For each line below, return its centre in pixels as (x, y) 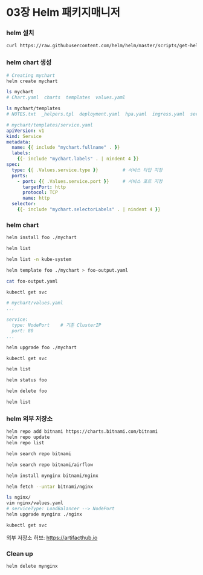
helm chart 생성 (29, 62)
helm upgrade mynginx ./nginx (44, 514)
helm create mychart (32, 81)
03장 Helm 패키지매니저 (63, 12)
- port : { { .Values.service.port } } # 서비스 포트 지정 (90, 181)
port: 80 (23, 330)
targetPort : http (44, 187)
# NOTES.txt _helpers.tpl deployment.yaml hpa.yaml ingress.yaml (96, 114)
